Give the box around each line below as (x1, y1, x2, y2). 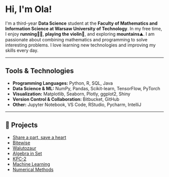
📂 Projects (5, 121, 38, 130)
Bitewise (12, 140, 31, 146)
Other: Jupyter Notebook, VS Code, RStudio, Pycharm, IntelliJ (12, 101, 142, 107)
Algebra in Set (12, 150, 42, 156)
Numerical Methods (12, 166, 54, 172)
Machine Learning (12, 161, 50, 167)
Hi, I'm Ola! (5, 4, 52, 15)
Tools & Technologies (5, 67, 74, 75)
